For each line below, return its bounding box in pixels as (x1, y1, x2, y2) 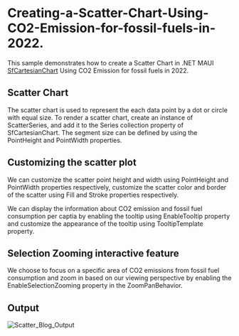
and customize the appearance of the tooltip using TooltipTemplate (7, 219, 204, 228)
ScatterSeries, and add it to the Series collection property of (7, 121, 184, 129)
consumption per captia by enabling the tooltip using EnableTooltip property (7, 212, 230, 220)
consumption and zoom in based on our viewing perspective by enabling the (7, 273, 232, 282)
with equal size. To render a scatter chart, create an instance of (7, 113, 193, 121)
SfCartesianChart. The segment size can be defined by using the (7, 128, 198, 136)
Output (7, 302, 39, 314)
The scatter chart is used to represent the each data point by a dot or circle (7, 105, 228, 114)
